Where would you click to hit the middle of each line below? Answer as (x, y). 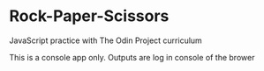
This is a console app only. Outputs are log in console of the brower (132, 57)
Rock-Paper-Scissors (89, 16)
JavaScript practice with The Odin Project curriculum (106, 40)
